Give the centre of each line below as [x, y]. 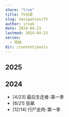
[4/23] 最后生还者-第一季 [38, 97]
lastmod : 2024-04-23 [27, 33]
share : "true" [20, 10]
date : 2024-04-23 [23, 28]
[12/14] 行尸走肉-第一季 [36, 109]
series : [13, 38]
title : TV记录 [19, 14]
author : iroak [20, 24]
